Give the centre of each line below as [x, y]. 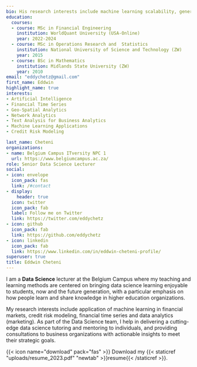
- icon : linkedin [27, 240]
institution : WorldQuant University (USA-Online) [79, 33]
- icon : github [25, 224]
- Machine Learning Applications [47, 126]
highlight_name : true [33, 88]
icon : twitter [28, 202]
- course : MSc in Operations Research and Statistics [80, 45]
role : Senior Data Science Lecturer [51, 164]
